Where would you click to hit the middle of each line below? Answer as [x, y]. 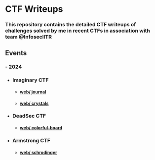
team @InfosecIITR [29, 37]
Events [16, 53]
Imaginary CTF [30, 80]
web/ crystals [34, 103]
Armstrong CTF [31, 140]
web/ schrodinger [39, 152]
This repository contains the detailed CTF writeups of [71, 25]
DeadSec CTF [29, 116]
